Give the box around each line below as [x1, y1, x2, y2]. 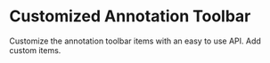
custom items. [9, 44, 61, 55]
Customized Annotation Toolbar [9, 6, 251, 27]
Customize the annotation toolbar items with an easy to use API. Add [9, 35, 261, 46]
